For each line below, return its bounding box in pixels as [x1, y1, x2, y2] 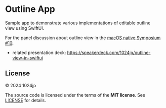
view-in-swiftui [12, 54, 43, 60]
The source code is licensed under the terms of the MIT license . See [5, 92, 146, 98]
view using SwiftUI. [5, 25, 44, 31]
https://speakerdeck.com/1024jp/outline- [67, 50, 151, 55]
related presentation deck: [12, 50, 66, 55]
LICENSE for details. [5, 97, 46, 103]
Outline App [5, 3, 55, 15]
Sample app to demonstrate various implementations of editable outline [5, 20, 151, 26]
